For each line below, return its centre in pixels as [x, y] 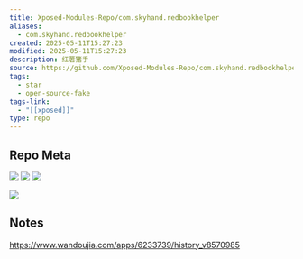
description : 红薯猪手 [49, 60]
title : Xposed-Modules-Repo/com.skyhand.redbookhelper [115, 18]
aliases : [26, 26]
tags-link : [30, 102]
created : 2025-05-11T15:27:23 [66, 43]
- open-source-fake [54, 93]
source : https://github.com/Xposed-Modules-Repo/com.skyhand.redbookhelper [155, 69]
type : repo [30, 118]
